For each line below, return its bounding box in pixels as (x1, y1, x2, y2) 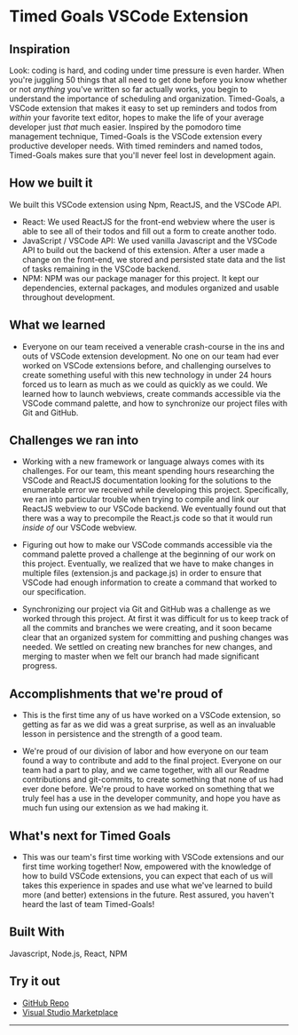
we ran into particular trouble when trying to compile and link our (21, 494, 260, 505)
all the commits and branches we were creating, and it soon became (21, 623, 272, 634)
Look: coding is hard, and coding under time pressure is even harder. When (9, 65, 285, 75)
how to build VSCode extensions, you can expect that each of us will (21, 871, 273, 881)
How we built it (9, 176, 93, 191)
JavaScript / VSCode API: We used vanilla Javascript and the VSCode (21, 235, 278, 246)
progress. (21, 660, 58, 671)
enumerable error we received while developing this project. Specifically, (21, 485, 289, 495)
